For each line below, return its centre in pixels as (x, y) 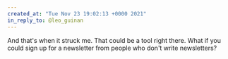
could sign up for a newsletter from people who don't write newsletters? (112, 48)
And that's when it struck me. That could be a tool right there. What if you (114, 40)
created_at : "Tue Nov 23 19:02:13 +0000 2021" (77, 14)
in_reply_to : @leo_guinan (45, 20)
